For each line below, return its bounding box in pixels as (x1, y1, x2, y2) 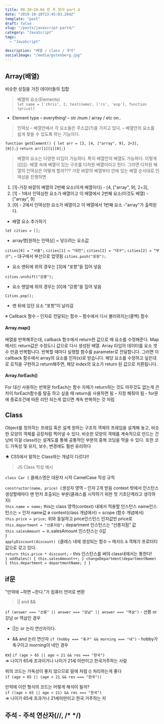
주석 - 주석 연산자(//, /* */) (5, 711, 81, 720)
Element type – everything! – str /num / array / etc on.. (12, 115, 121, 121)
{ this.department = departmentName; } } (5, 560, 91, 566)
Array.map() (5, 325, 31, 331)
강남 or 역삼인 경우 (5, 615, 41, 621)
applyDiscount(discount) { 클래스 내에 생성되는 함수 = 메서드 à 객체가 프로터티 (5, 538, 158, 544)
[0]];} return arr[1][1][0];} (5, 146, 66, 151)
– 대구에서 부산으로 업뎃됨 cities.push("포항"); (14, 253, 107, 259)
